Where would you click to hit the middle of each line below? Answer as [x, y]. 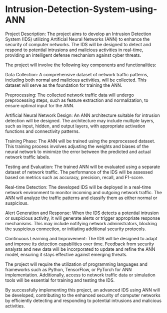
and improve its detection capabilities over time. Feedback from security [79, 244]
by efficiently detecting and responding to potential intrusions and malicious [83, 300]
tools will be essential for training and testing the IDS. [60, 280]
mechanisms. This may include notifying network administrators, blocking [81, 223]
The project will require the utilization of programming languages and [76, 264]
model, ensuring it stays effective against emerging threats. [66, 254]
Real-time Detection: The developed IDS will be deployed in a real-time [78, 187]
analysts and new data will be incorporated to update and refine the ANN [80, 249]
